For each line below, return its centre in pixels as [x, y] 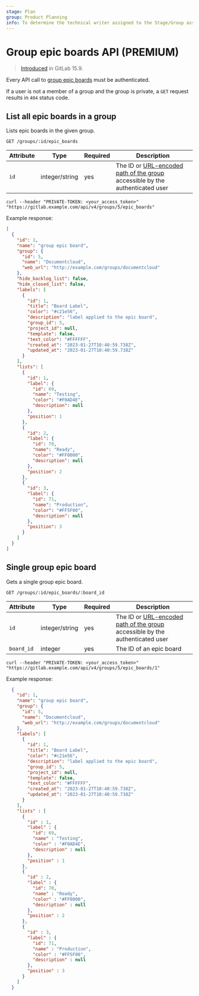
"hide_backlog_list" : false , [53, 279]
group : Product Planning [37, 17]
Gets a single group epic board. [44, 581]
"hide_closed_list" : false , [51, 284]
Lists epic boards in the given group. [51, 131]
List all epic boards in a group [61, 116]
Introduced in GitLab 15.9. [52, 68]
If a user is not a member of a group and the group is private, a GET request [97, 91]
